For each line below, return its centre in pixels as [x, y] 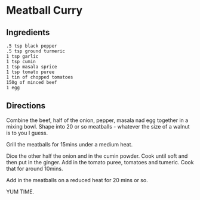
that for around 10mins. [35, 168]
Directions [26, 106]
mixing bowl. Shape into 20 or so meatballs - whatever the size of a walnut [98, 126]
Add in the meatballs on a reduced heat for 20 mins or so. [77, 180]
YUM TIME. [20, 192]
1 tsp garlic [22, 57]
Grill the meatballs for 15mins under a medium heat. [70, 144]
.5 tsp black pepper [32, 46]
